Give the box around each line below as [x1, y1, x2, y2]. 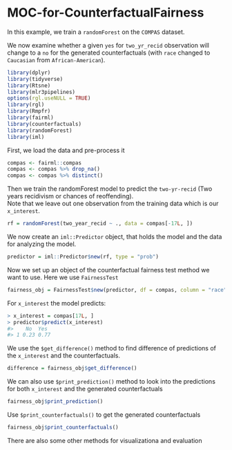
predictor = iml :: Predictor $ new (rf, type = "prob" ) [7, 254, 159, 261]
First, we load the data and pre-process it [7, 146, 126, 154]
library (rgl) [7, 102, 45, 109]
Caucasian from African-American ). [7, 55, 106, 64]
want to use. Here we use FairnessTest [7, 273, 119, 281]
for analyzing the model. [7, 240, 77, 248]
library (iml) [7, 133, 45, 140]
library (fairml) [7, 114, 54, 122]
